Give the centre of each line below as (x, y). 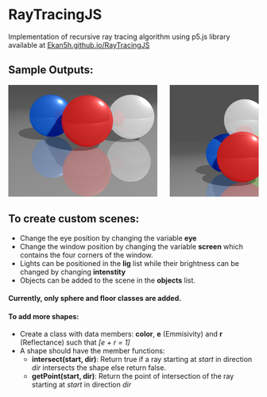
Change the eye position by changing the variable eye (108, 238)
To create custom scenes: (74, 219)
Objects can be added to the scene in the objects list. (108, 280)
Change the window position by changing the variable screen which (132, 246)
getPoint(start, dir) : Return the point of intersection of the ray (133, 376)
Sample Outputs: (51, 70)
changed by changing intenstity (72, 272)
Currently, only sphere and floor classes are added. (95, 299)
